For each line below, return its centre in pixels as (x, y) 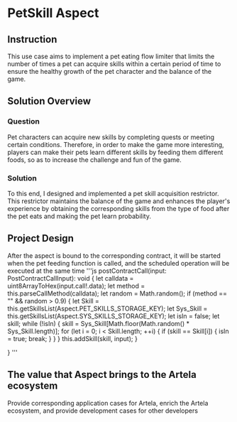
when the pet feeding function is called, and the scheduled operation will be (118, 263)
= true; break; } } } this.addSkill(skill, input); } (73, 338)
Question (24, 121)
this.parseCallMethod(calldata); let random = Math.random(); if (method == (117, 293)
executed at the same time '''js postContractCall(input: (87, 271)
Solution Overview (49, 101)
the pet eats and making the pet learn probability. (79, 216)
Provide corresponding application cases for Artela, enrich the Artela (108, 403)
